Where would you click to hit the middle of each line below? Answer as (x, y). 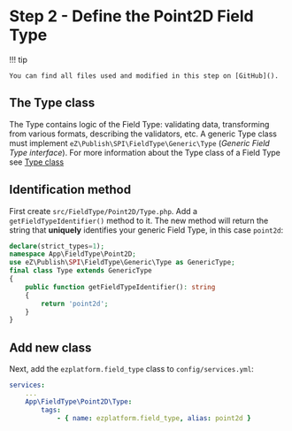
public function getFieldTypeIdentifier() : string (120, 287)
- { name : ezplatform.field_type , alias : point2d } (154, 418)
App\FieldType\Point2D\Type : (79, 401)
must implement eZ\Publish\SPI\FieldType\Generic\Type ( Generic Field (139, 142)
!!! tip (19, 59)
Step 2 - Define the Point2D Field (131, 16)
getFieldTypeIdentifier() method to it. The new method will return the (139, 220)
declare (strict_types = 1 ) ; (57, 246)
